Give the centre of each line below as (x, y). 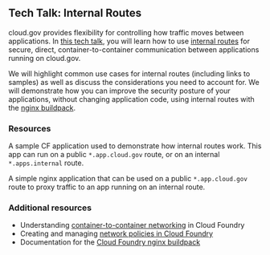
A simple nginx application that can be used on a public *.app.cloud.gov (128, 179)
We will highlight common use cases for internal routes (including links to (129, 73)
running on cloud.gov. (45, 58)
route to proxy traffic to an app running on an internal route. (107, 187)
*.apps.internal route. (46, 163)
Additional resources (50, 208)
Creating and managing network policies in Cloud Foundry (117, 234)
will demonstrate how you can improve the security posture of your (119, 91)
